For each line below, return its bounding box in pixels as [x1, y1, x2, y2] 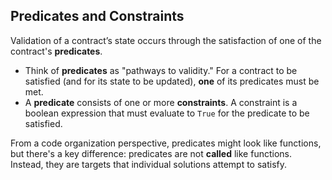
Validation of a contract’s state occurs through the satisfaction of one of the [10, 34, 322, 46]
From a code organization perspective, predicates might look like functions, [10, 137, 322, 149]
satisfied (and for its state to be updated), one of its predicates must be [24, 75, 320, 87]
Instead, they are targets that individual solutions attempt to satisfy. [10, 158, 288, 170]
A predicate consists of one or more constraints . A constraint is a [24, 96, 298, 108]
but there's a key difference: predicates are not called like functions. [10, 147, 293, 159]
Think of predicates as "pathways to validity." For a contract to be [24, 64, 298, 76]
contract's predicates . [10, 45, 103, 57]
